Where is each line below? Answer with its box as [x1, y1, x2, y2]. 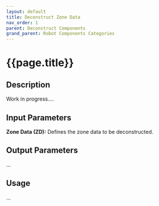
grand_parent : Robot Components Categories [6, 31, 115, 37]
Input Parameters [6, 112, 72, 123]
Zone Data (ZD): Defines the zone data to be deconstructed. [6, 128, 154, 135]
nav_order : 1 [6, 20, 38, 25]
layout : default [6, 8, 46, 15]
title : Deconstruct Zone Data [6, 14, 81, 20]
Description [6, 79, 50, 89]
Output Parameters [6, 146, 78, 156]
